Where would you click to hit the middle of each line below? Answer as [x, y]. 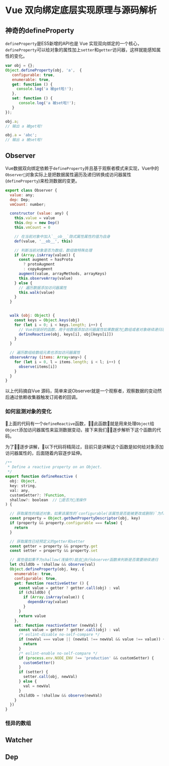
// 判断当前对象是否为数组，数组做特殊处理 [53, 250]
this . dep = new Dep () [37, 223]
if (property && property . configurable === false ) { [66, 523]
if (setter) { [33, 672]
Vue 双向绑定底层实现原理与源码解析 [81, 10]
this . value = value [35, 218]
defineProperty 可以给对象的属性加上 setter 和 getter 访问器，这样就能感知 [81, 50]
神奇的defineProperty [40, 30]
